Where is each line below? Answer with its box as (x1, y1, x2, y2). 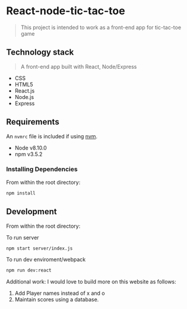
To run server (6, 234, 40, 241)
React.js (14, 87, 35, 94)
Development (6, 206, 58, 217)
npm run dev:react (6, 267, 52, 273)
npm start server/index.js (6, 245, 73, 251)
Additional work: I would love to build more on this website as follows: (6, 278, 176, 285)
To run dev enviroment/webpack (6, 256, 86, 263)
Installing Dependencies (6, 165, 78, 173)
